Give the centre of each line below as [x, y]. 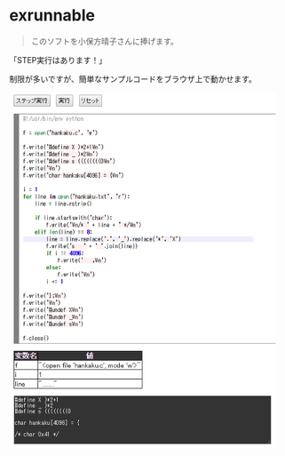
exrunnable [52, 16]
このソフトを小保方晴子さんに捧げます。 [105, 41]
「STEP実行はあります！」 [58, 60]
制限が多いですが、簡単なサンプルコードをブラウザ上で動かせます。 [133, 79]
